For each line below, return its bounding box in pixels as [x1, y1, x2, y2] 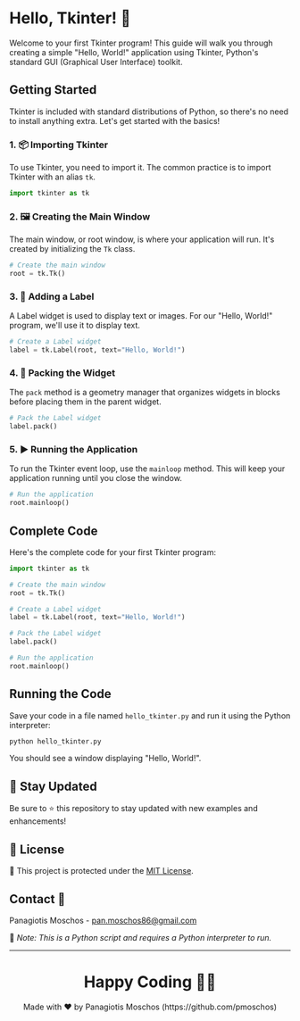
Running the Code [9, 686, 112, 701]
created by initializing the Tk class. [9, 244, 136, 254]
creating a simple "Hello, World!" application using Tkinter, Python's [9, 46, 259, 57]
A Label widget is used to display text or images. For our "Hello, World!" [9, 311, 273, 321]
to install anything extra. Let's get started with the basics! [9, 115, 221, 126]
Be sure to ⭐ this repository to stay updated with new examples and [9, 803, 258, 814]
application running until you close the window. [9, 473, 183, 484]
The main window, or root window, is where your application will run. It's [9, 234, 275, 245]
